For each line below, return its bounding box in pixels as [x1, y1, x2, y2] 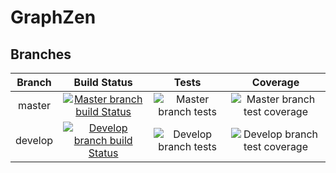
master [18, 99, 51, 112]
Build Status [73, 76, 133, 89]
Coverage [251, 76, 300, 89]
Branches [10, 46, 72, 63]
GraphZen [10, 6, 97, 29]
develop [15, 134, 54, 147]
